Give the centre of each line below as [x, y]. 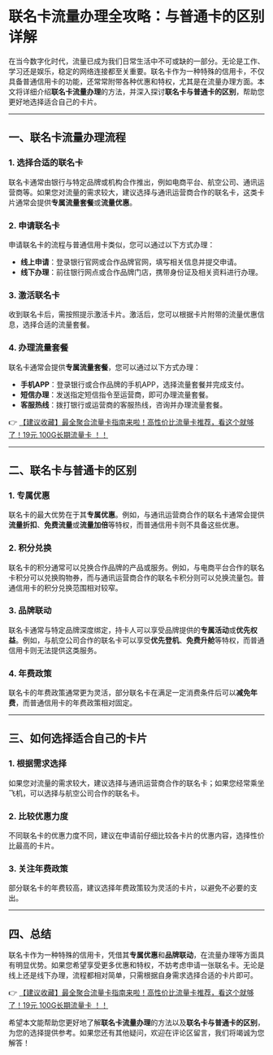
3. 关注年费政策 [39, 869]
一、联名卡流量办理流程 [67, 138]
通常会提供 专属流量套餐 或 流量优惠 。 [76, 202]
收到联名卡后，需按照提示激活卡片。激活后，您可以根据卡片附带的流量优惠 [133, 315]
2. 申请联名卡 [34, 225]
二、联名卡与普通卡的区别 [72, 470]
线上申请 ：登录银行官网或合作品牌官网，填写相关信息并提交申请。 [130, 262]
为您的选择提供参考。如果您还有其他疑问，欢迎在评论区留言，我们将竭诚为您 [136, 1033]
